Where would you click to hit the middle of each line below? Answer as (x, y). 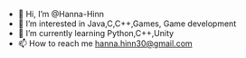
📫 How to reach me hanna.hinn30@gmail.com (105, 43)
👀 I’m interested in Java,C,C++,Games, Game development (127, 24)
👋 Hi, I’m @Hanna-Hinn (61, 14)
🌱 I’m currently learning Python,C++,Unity (96, 33)
